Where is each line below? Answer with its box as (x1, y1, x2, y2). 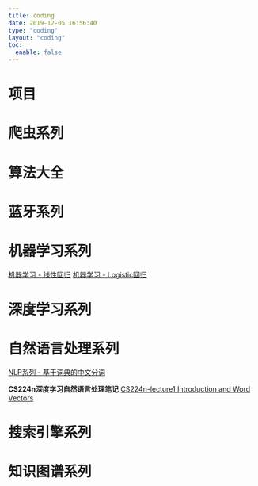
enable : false (15, 48, 62, 56)
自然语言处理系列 (8, 340, 120, 358)
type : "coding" (8, 26, 59, 34)
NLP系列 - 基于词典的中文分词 (8, 367, 105, 377)
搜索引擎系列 (8, 423, 93, 441)
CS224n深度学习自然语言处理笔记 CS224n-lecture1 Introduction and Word (8, 384, 251, 393)
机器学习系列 (8, 242, 93, 260)
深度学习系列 (8, 300, 93, 318)
